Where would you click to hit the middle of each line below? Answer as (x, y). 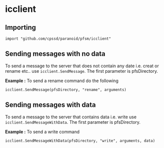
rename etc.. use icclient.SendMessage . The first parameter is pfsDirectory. (82, 71)
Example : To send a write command (42, 132)
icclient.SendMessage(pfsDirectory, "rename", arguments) (66, 90)
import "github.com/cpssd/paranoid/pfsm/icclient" (58, 39)
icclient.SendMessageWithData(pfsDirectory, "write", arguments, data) (80, 141)
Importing (20, 27)
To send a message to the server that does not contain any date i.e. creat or (82, 66)
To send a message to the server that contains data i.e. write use (71, 117)
